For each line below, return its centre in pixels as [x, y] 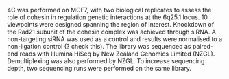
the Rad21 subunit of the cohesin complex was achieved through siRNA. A [111, 32]
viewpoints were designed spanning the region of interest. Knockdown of [111, 24]
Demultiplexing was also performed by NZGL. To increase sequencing [106, 61]
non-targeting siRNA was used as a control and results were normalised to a [115, 39]
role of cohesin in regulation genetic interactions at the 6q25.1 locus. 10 [107, 17]
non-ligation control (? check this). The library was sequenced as [99, 46]
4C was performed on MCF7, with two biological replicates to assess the [109, 10]
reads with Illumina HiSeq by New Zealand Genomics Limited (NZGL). [117, 54]
